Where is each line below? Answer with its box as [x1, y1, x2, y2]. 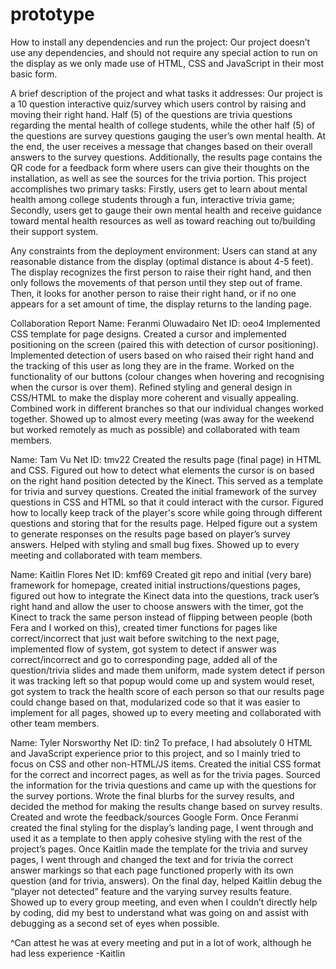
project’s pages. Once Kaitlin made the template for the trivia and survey [10, 843, 308, 855]
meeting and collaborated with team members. [10, 549, 203, 561]
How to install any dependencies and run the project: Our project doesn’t [10, 36, 311, 48]
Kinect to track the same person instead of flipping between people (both [10, 611, 313, 623]
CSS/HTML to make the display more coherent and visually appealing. [10, 391, 299, 403]
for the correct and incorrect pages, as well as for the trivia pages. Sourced [10, 768, 321, 780]
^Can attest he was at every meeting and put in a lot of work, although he [10, 936, 312, 948]
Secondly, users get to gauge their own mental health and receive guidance [10, 204, 322, 216]
